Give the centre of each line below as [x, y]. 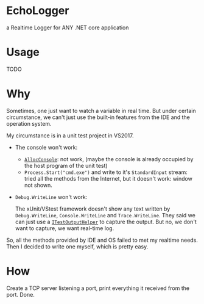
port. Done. [20, 294]
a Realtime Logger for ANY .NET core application [68, 27]
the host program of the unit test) [66, 165]
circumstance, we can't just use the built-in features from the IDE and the [98, 117]
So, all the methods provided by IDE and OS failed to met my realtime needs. [102, 240]
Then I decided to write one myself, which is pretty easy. [77, 246]
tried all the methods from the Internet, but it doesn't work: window [108, 178]
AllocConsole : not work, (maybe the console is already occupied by [109, 159]
